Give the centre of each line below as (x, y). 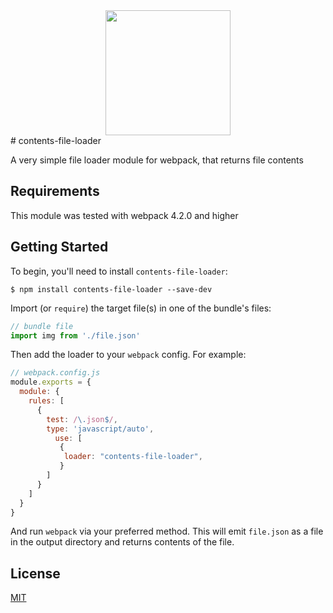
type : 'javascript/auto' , (100, 429)
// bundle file (42, 326)
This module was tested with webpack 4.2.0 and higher (124, 215)
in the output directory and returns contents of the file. (122, 542)
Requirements (55, 191)
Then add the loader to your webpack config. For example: (128, 355)
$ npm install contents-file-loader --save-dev (111, 289)
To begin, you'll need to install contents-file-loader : (119, 271)
